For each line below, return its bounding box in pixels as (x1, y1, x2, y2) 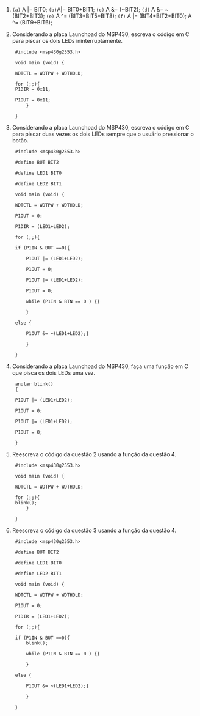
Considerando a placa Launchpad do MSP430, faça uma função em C (12, 363, 189, 370)
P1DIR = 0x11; (15, 86, 51, 92)
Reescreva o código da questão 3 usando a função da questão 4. (12, 526, 177, 534)
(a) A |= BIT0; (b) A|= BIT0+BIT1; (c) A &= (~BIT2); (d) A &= (12, 6, 164, 13)
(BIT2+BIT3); (12, 12, 45, 20)
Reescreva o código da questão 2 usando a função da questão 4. (12, 451, 177, 458)
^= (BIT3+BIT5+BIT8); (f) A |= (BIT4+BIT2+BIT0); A (60, 12, 192, 20)
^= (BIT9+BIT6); (12, 19, 53, 26)
